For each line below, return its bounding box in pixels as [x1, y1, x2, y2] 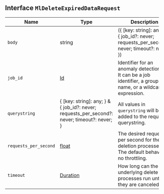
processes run [118, 175, 151, 182]
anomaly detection [118, 65, 161, 72]
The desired [118, 130, 145, 137]
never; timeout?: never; [60, 116, 112, 123]
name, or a [118, 83, 143, 90]
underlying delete [118, 169, 159, 175]
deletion [118, 142, 137, 149]
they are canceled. [118, 181, 161, 188]
